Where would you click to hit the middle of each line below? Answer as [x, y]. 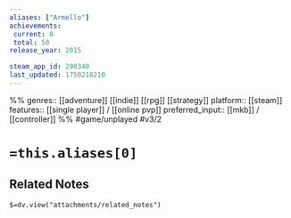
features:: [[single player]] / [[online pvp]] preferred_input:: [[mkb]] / [134, 109]
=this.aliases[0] [74, 153]
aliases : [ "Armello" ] [50, 17]
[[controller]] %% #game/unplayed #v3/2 [86, 119]
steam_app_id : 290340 [50, 67]
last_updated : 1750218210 [57, 75]
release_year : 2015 [46, 51]
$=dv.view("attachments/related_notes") [86, 205]
